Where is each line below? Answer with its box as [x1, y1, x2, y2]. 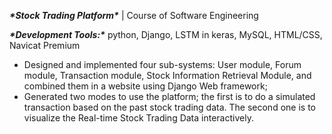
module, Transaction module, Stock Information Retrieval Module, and [23, 70, 312, 81]
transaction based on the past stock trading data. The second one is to [23, 101, 316, 113]
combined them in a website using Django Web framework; [23, 80, 268, 92]
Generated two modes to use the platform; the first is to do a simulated [23, 91, 316, 102]
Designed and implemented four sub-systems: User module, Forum [23, 59, 302, 70]
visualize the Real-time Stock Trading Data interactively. [23, 112, 254, 124]
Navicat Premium [9, 40, 81, 51]
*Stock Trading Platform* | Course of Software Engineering [9, 10, 259, 21]
